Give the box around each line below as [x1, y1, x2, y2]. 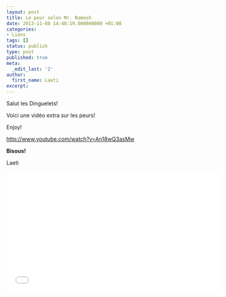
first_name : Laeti [12, 77, 59, 83]
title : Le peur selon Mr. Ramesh [6, 15, 92, 21]
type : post [6, 49, 34, 55]
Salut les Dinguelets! [6, 100, 58, 107]
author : [6, 72, 26, 78]
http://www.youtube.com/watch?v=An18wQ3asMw [6, 135, 135, 143]
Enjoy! [6, 124, 23, 130]
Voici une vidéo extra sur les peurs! [6, 111, 96, 119]
